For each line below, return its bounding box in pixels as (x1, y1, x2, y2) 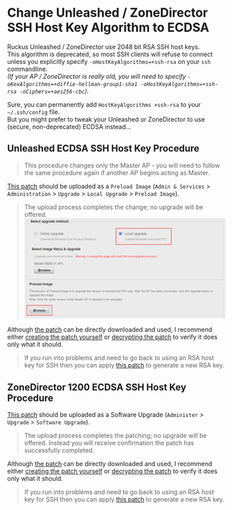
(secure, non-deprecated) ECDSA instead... (7, 122, 132, 131)
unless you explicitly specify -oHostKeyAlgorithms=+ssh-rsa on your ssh (7, 57, 211, 65)
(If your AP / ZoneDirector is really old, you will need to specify (7, 72, 186, 81)
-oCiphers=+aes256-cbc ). (19, 87, 89, 95)
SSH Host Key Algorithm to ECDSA (7, 19, 210, 35)
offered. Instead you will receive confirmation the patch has (24, 439, 195, 447)
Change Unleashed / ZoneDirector (7, 5, 208, 21)
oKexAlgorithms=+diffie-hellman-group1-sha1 (7, 81, 138, 88)
